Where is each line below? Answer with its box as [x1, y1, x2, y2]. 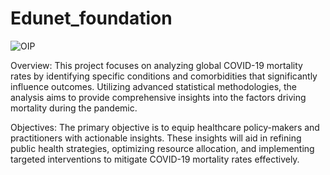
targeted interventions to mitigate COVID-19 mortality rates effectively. [10, 153, 300, 165]
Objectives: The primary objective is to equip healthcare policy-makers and [10, 121, 320, 133]
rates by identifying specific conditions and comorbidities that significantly [10, 70, 318, 82]
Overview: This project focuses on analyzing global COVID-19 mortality [10, 59, 303, 71]
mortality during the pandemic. [10, 102, 138, 114]
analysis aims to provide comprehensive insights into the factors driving [10, 91, 307, 103]
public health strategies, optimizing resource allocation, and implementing [10, 142, 315, 154]
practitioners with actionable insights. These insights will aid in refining [10, 132, 302, 144]
